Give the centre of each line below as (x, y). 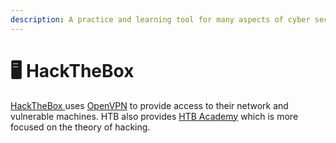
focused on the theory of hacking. (80, 127)
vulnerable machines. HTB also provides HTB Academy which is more (154, 116)
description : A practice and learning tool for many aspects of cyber (160, 19)
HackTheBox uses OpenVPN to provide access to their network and (149, 105)
